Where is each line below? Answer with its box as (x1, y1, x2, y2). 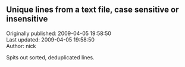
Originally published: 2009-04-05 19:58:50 (6, 30, 112, 37)
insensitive (6, 14, 48, 24)
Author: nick (6, 42, 36, 49)
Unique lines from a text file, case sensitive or (6, 5, 179, 15)
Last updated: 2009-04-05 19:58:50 (6, 36, 95, 43)
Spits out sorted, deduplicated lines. (6, 53, 95, 61)
